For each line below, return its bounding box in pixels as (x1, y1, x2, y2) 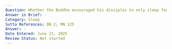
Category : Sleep (5, 17, 40, 22)
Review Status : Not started (5, 36, 66, 41)
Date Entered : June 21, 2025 (5, 31, 68, 36)
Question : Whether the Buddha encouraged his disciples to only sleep (5, 7, 159, 13)
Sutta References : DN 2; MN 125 (5, 21, 74, 27)
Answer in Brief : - (5, 12, 47, 17)
